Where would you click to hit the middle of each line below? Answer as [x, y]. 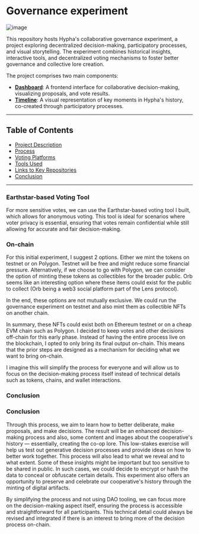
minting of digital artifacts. [38, 488]
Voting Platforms [35, 157]
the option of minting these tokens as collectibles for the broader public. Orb [99, 276]
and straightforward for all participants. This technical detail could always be [99, 511]
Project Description [38, 144]
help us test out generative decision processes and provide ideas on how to [99, 450]
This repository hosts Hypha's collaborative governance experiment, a [92, 39]
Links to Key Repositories [46, 170]
